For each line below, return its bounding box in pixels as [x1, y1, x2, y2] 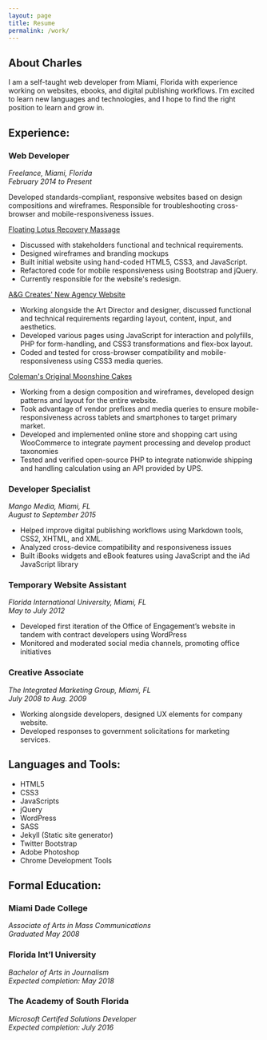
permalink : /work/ [8, 26, 70, 34]
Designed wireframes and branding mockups [19, 249, 169, 258]
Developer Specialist [8, 483, 90, 494]
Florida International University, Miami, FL [8, 597, 146, 608]
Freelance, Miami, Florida [8, 168, 93, 177]
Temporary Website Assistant [8, 580, 127, 591]
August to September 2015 [8, 510, 97, 520]
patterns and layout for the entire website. [19, 395, 158, 404]
